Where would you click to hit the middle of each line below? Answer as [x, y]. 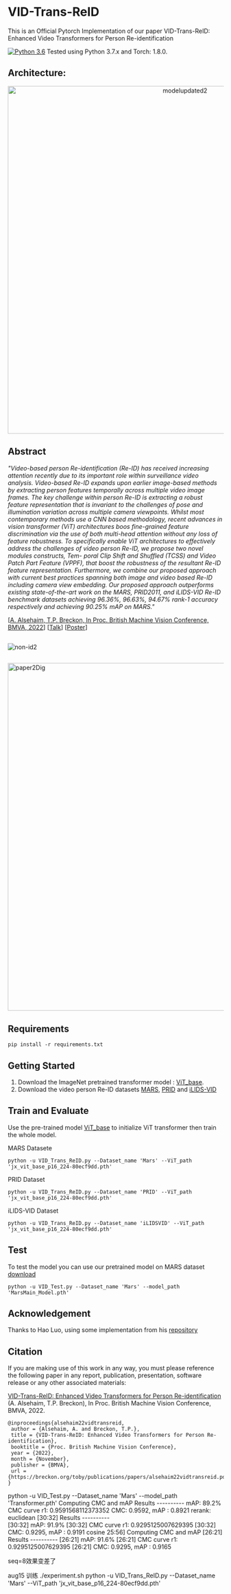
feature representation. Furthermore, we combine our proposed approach [112, 570]
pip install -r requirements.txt [56, 1045]
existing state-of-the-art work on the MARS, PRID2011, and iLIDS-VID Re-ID [114, 592]
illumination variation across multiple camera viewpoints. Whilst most [106, 512]
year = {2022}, [32, 1453]
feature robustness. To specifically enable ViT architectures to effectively [111, 541]
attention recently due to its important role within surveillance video [104, 475]
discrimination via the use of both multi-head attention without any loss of [113, 534]
